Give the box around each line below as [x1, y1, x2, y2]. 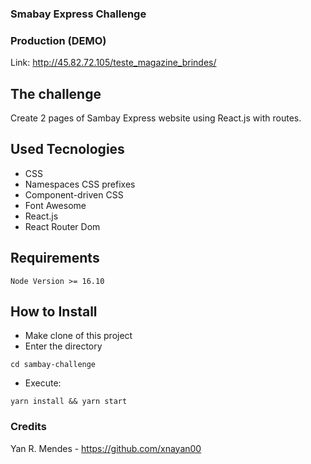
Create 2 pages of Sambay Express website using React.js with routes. [10, 112, 302, 124]
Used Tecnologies [10, 141, 125, 158]
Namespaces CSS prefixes [24, 178, 136, 190]
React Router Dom [24, 220, 101, 232]
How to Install [10, 303, 98, 321]
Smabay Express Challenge [10, 7, 147, 21]
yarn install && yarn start [10, 397, 128, 407]
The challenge [10, 85, 102, 102]
